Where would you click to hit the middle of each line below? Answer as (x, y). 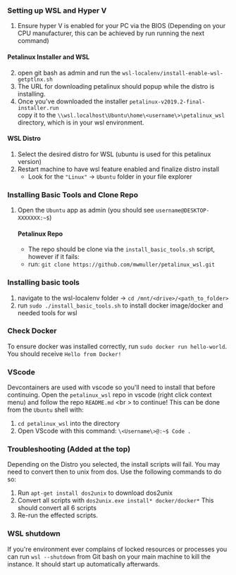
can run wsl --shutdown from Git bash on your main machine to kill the (109, 556)
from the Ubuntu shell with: (45, 410)
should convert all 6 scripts (57, 508)
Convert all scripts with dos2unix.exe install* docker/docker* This (116, 500)
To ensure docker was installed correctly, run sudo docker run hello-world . (117, 346)
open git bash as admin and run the (69, 72)
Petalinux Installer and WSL (49, 57)
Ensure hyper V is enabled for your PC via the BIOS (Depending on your (122, 26)
